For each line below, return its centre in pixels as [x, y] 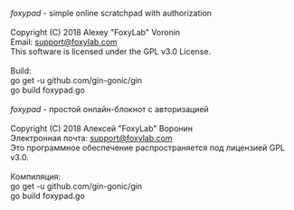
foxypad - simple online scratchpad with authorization [111, 13]
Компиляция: [36, 177]
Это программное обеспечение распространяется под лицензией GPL [148, 148]
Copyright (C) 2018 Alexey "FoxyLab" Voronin [95, 32]
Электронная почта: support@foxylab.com [91, 138]
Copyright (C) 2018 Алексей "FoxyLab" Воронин [102, 129]
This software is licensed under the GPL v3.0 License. [111, 52]
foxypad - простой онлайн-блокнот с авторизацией [109, 109]
